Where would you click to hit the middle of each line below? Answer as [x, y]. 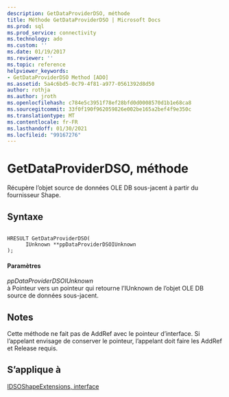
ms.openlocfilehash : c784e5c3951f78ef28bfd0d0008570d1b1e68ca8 [99, 103]
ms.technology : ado [35, 39]
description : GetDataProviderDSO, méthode [69, 13]
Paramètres [24, 266]
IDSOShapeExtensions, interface [53, 386]
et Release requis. [33, 348]
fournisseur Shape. [34, 195]
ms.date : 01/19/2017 [37, 52]
